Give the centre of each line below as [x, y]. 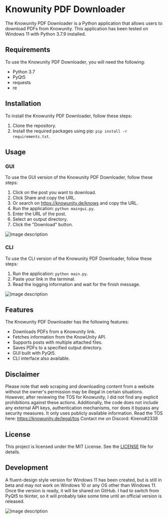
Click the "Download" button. [43, 225]
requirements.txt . [31, 136]
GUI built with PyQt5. [34, 353]
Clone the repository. [34, 125]
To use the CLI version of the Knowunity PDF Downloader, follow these [78, 258]
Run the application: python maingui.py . [54, 209]
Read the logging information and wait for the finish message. [76, 284]
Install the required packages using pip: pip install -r [70, 131]
